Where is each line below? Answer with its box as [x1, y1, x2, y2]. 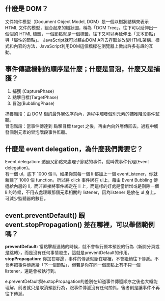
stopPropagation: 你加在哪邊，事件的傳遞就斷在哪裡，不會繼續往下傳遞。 [5, 256, 155, 262]
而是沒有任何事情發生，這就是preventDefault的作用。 [24, 250, 132, 256]
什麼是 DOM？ [5, 4, 48, 13]
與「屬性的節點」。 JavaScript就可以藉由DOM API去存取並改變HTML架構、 [5, 37, 156, 43]
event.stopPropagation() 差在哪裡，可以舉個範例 [5, 220, 155, 229]
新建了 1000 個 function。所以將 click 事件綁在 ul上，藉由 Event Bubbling [5, 177, 153, 183]
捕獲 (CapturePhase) [12, 88, 55, 94]
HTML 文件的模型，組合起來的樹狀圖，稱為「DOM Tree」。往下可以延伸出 [5, 25, 153, 30]
